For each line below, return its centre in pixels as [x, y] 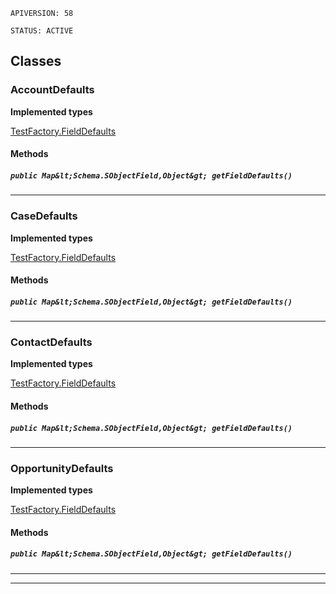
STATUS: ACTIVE [42, 31]
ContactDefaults [51, 342]
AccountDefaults [52, 90]
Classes [36, 61]
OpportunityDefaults [62, 468]
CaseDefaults [44, 216]
